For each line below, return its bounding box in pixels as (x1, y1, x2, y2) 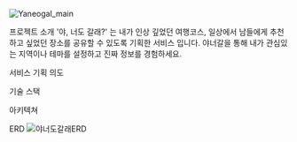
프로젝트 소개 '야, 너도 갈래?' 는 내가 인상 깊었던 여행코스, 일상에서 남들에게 (9, 26, 269, 37)
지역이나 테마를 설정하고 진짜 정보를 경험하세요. (18, 49, 183, 59)
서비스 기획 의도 (9, 67, 65, 78)
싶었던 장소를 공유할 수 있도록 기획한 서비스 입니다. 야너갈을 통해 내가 (25, 38, 264, 48)
